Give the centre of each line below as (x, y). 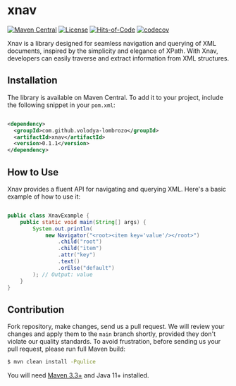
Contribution (36, 310)
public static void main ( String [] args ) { (83, 222)
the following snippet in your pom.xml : (61, 105)
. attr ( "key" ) (77, 255)
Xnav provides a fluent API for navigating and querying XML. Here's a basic (117, 189)
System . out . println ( (63, 229)
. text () (69, 262)
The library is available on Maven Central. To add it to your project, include (116, 97)
